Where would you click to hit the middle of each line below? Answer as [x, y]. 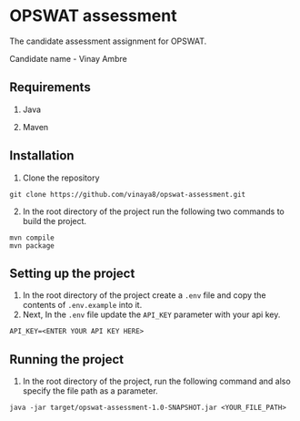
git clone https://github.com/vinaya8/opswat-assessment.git [128, 194]
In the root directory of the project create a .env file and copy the [144, 295]
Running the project [67, 359]
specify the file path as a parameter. [90, 391]
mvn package [32, 246]
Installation [42, 156]
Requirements [50, 87]
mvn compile [32, 238]
